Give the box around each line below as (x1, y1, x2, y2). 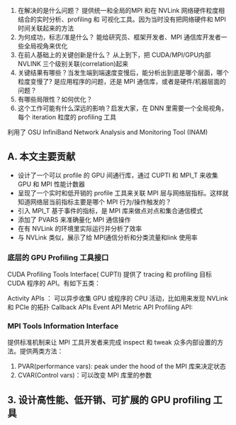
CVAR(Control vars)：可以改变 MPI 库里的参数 (17, 371, 152, 380)
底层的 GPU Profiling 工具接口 (7, 252, 109, 262)
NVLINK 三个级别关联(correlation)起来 (17, 60, 129, 68)
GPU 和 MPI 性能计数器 (17, 180, 85, 188)
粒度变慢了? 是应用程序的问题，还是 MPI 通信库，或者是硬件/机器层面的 (17, 77, 227, 85)
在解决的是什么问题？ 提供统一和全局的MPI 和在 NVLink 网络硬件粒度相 (17, 6, 225, 14)
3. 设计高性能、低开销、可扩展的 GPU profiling (7, 394, 211, 406)
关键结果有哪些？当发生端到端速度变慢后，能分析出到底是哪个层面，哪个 (17, 68, 229, 77)
